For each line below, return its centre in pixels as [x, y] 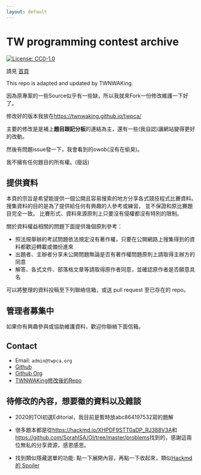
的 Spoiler [27, 465]
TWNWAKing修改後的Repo [48, 380]
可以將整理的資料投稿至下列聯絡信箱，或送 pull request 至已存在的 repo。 [97, 290]
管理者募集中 [30, 311]
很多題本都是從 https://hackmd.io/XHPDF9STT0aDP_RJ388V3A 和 [96, 430]
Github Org [29, 373]
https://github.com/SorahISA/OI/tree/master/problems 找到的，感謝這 [101, 437]
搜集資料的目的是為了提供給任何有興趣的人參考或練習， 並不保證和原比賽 [97, 206]
